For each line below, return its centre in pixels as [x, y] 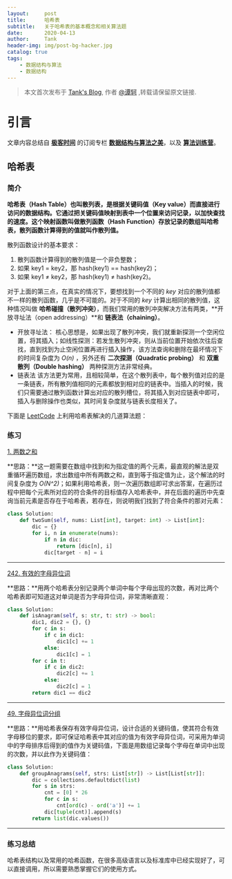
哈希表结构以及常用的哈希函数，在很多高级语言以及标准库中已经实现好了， [113, 860]
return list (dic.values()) [71, 818]
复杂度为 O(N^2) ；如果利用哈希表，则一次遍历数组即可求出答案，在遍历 [115, 483]
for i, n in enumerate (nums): [75, 533]
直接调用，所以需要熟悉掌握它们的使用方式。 [76, 869]
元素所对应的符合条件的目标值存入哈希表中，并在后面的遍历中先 [128, 492]
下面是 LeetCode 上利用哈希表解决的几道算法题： [77, 416]
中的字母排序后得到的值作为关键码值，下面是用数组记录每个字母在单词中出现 [116, 745]
